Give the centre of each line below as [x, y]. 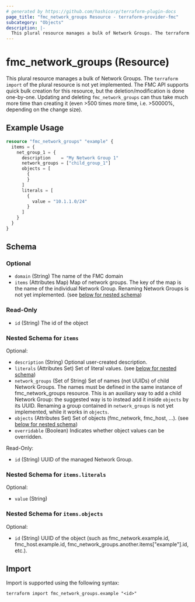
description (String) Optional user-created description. [81, 362]
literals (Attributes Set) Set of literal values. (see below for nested [95, 368]
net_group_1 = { [36, 152]
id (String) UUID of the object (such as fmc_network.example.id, [92, 538]
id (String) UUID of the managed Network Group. [74, 460]
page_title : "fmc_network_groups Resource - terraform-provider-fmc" [93, 17]
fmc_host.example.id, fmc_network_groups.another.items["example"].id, [101, 544]
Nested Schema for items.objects [55, 514]
